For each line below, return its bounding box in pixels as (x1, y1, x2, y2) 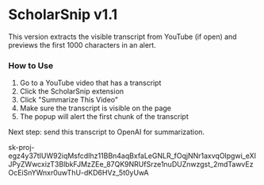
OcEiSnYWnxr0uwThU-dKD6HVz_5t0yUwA (8, 168, 149, 178)
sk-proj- (8, 143, 35, 152)
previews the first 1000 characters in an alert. (8, 40, 156, 49)
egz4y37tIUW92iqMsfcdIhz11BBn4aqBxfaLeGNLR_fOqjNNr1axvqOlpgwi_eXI (8, 151, 256, 160)
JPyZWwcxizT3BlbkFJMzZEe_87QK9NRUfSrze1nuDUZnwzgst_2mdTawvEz (8, 160, 254, 169)
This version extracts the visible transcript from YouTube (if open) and (8, 32, 237, 41)
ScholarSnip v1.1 (8, 6, 118, 24)
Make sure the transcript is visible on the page (19, 103, 172, 113)
